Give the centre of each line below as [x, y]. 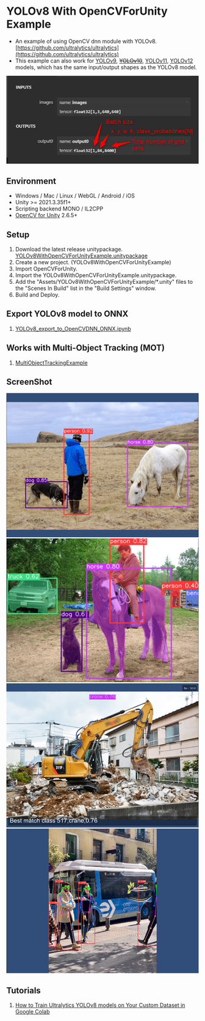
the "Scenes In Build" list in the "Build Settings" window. [86, 288]
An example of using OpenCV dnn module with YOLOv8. [86, 41]
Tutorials [23, 990]
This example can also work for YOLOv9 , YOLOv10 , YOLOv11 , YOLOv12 [104, 61]
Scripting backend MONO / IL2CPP [59, 209]
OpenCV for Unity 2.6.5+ [46, 215]
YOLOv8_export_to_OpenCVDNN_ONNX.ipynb [73, 329]
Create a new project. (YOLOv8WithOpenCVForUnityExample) [93, 262]
